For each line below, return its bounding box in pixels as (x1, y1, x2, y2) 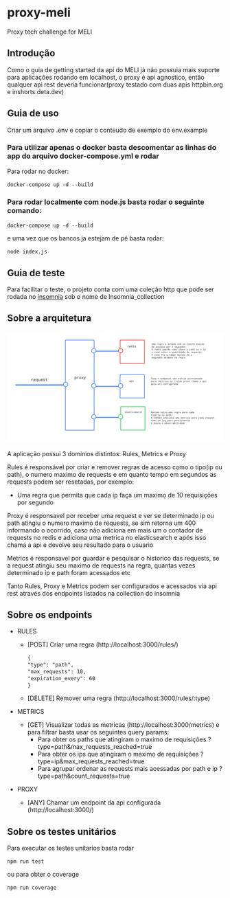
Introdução (7, 47, 56, 59)
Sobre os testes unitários (7, 826, 117, 838)
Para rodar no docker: (7, 167, 69, 175)
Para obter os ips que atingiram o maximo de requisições (37, 750, 199, 759)
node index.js (7, 249, 48, 256)
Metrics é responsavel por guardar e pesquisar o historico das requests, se (7, 554, 220, 562)
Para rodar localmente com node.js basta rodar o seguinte (7, 197, 205, 207)
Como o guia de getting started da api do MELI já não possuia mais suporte (7, 65, 220, 74)
